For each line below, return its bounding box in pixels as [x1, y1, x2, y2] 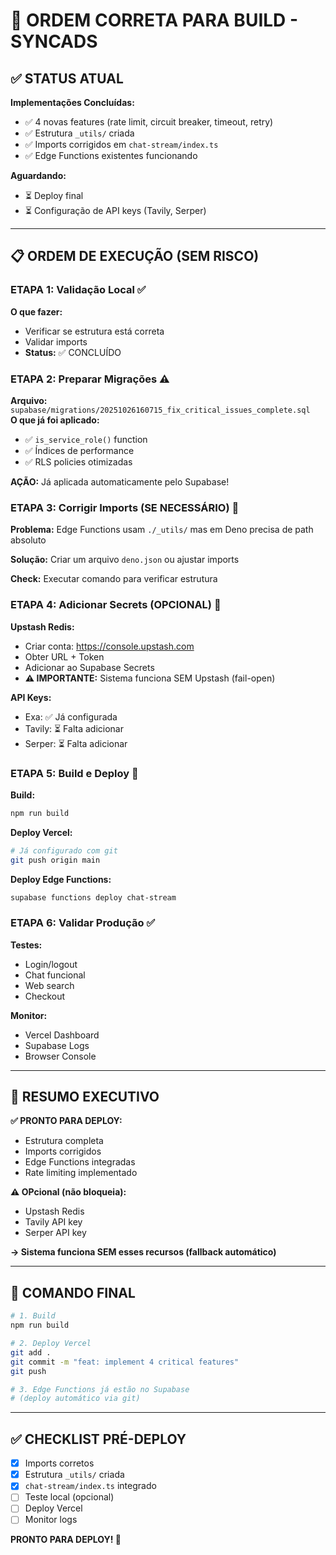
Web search [24, 979, 75, 991]
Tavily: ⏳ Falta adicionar [24, 722, 124, 734]
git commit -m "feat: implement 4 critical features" [10, 1357, 240, 1367]
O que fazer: [10, 305, 63, 318]
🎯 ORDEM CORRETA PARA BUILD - [10, 9, 299, 32]
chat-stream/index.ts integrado [24, 1480, 157, 1492]
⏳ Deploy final [24, 190, 84, 201]
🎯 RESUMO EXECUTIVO [10, 1089, 160, 1106]
